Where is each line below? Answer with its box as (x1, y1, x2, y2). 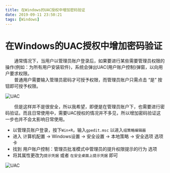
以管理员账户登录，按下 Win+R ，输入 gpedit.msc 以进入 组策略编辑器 (12, 127, 146, 133)
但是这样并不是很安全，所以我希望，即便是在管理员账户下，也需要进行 (14, 104, 160, 110)
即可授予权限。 (9, 83, 41, 89)
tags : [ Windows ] (5, 17, 39, 22)
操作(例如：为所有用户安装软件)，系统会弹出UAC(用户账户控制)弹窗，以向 (5, 64, 158, 70)
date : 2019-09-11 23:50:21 (5, 12, 62, 17)
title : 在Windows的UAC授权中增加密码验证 (5, 7, 86, 13)
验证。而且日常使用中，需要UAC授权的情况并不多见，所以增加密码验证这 (9, 110, 161, 116)
